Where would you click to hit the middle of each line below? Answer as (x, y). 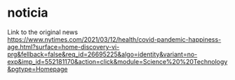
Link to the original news (43, 32)
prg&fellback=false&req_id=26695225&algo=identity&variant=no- (102, 54)
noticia (28, 13)
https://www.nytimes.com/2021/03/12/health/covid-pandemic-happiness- (114, 39)
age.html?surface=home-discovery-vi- (63, 47)
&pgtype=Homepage (38, 69)
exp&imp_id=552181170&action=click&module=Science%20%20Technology (117, 61)
